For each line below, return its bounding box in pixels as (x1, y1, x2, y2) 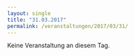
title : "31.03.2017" (7, 16, 67, 23)
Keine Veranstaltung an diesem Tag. (7, 42, 110, 50)
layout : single (7, 10, 51, 17)
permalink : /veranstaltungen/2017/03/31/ (7, 23, 129, 29)
